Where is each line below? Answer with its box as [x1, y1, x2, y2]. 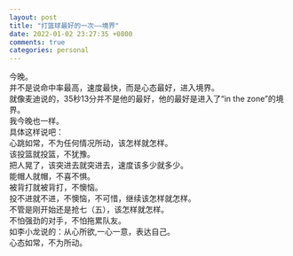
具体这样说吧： [9, 127, 64, 137]
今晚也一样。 [16, 116, 64, 127]
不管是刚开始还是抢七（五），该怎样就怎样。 [9, 205, 169, 215]
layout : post [9, 12, 58, 22]
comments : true [9, 37, 66, 47]
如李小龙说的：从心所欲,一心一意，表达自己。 [9, 227, 176, 237]
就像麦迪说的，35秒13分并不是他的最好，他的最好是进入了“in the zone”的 [9, 94, 277, 105]
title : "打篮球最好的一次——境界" [9, 21, 120, 30]
